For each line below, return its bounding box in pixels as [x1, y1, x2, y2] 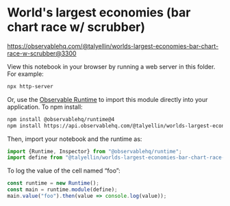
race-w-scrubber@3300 [7, 49, 77, 57]
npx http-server [7, 83, 53, 90]
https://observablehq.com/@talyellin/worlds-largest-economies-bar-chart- [7, 42, 219, 50]
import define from [7, 154, 63, 162]
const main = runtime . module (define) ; [7, 186, 118, 193]
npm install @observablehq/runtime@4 [7, 116, 115, 123]
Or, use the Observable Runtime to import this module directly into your [7, 95, 208, 103]
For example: [7, 70, 44, 78]
